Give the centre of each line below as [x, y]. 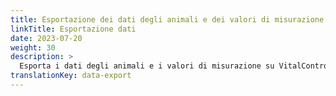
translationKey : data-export [71, 76]
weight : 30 [33, 47]
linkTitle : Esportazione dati [73, 29]
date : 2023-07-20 [46, 38]
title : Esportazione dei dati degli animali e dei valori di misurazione [167, 19]
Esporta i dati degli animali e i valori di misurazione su [147, 66]
